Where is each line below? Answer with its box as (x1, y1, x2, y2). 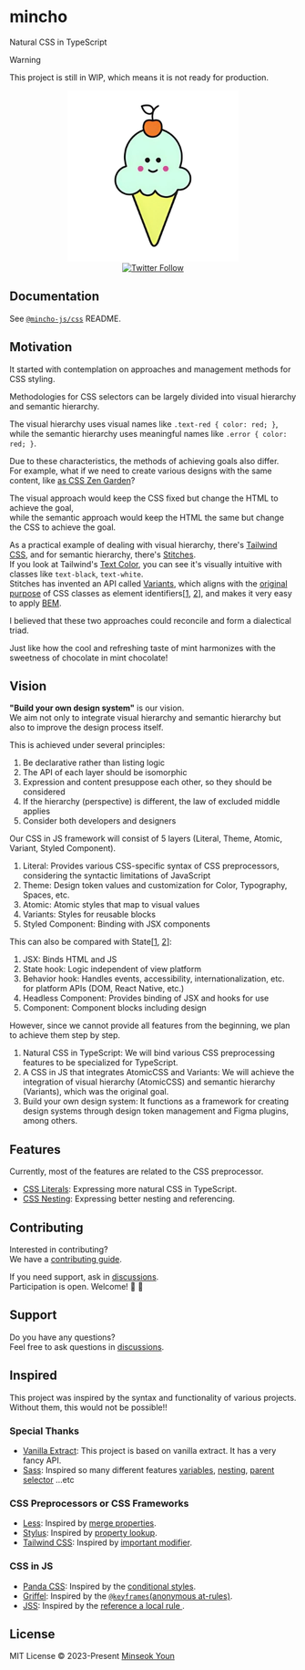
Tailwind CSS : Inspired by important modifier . (22, 1537, 193, 1548)
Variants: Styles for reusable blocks (22, 909, 157, 920)
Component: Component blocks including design (22, 1002, 207, 1013)
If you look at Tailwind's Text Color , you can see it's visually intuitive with (9, 558, 282, 569)
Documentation (9, 289, 100, 305)
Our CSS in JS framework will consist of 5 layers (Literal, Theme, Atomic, (9, 833, 283, 845)
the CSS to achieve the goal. (9, 522, 117, 533)
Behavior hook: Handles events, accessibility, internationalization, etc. (22, 973, 285, 984)
